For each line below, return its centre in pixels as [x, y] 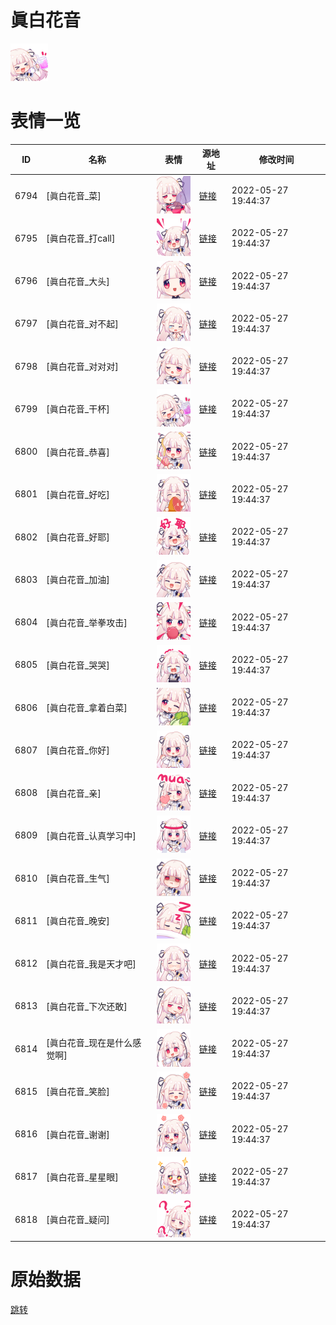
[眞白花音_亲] [74, 793]
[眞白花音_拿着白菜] [87, 708]
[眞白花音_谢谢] [78, 1134]
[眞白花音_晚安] [78, 921]
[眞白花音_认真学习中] [91, 835]
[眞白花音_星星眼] [82, 1177]
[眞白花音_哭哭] [78, 665]
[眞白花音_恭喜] [78, 452]
